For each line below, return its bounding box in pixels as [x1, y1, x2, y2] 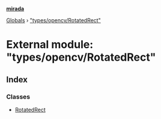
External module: [6, 38, 94, 52]
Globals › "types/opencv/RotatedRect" [6, 17, 101, 23]
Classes [6, 93, 31, 101]
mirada [6, 5, 25, 12]
